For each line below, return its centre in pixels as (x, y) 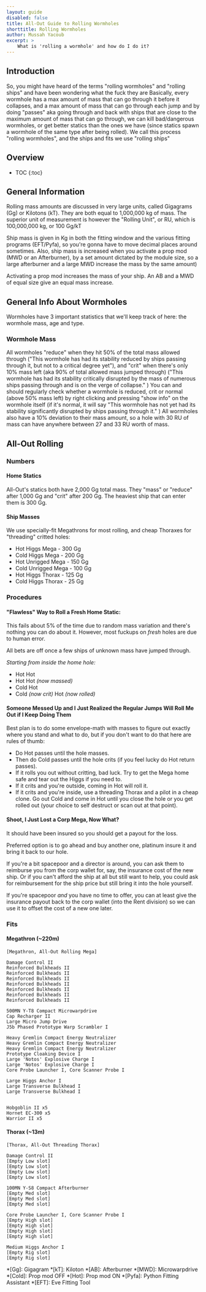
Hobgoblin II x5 (27, 1108)
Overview (25, 158)
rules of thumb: (25, 741)
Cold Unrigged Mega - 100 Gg (53, 569)
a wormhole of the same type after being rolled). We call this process (93, 132)
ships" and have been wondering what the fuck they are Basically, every (97, 92)
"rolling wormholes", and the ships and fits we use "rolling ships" (88, 138)
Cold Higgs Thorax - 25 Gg (49, 581)
